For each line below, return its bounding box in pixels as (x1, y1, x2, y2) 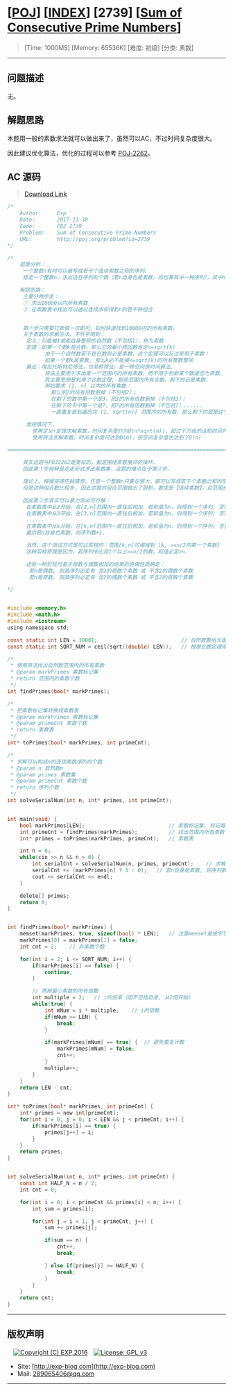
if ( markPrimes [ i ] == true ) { (32, 1122, 116, 1129)
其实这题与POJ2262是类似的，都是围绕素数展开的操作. (22, 459, 156, 466)
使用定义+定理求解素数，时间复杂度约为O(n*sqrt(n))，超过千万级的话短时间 (32, 427, 223, 435)
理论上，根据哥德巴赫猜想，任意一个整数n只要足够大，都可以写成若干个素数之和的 (22, 478, 222, 485)
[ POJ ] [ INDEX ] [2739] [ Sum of (7, 5, 182, 21)
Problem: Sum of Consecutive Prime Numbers (19, 229, 157, 236)
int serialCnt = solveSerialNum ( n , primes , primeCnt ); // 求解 (32, 860, 226, 867)
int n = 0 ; (19, 847, 51, 855)
